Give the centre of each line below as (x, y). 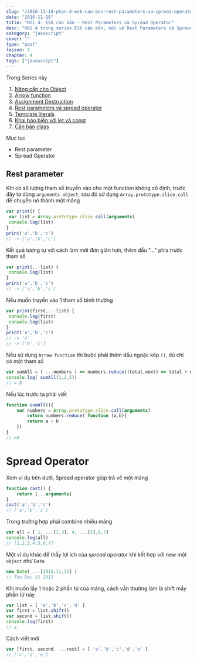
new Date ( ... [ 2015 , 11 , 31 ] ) (42, 571)
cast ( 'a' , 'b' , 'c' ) (28, 505)
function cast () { (28, 488)
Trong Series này (27, 78)
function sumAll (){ (30, 405)
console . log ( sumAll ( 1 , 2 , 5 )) (42, 377)
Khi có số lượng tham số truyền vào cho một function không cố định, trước (96, 188)
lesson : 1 (18, 50)
